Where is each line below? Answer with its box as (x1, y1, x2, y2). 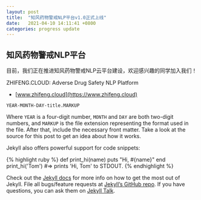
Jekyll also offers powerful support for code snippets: (6, 144, 140, 152)
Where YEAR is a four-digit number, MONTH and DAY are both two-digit (6, 113, 174, 121)
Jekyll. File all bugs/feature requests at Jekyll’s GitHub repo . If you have (6, 181, 185, 188)
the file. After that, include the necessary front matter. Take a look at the (6, 126, 186, 133)
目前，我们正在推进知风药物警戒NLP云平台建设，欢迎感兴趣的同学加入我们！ (6, 67, 197, 75)
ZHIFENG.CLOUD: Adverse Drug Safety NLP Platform (6, 79, 139, 87)
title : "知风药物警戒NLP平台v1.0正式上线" (6, 15, 107, 21)
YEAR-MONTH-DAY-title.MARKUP (6, 102, 80, 109)
